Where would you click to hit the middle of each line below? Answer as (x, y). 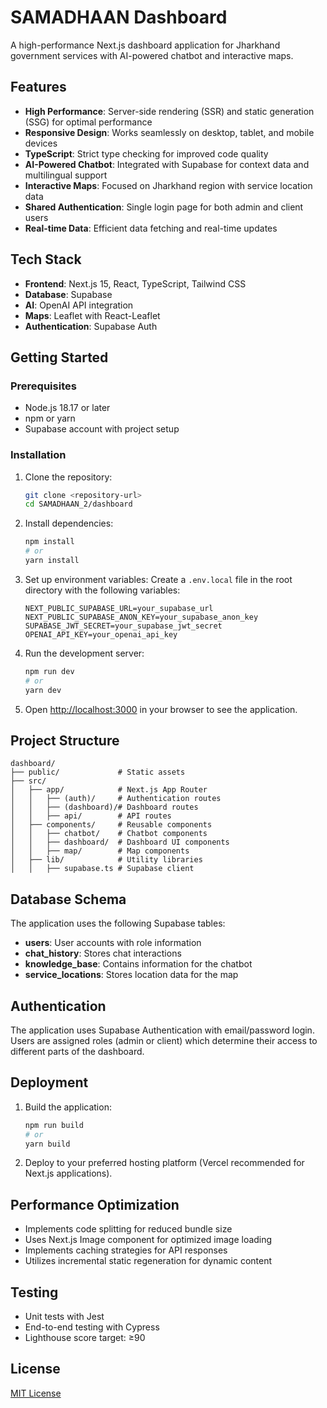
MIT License (36, 1393)
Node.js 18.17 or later (67, 408)
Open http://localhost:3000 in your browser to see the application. (161, 709)
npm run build (54, 1125)
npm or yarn (50, 418)
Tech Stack (46, 259)
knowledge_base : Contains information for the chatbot (138, 964)
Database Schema (68, 899)
